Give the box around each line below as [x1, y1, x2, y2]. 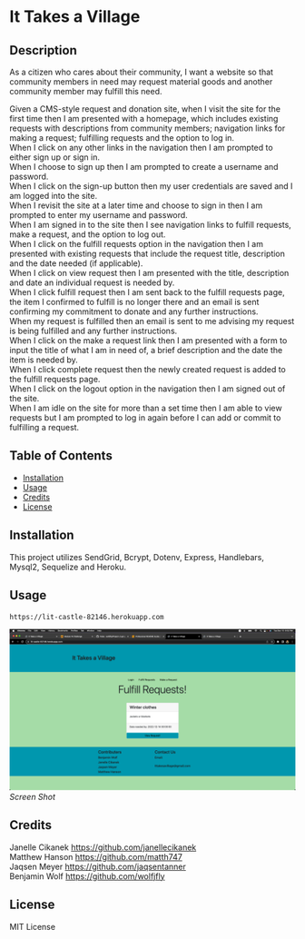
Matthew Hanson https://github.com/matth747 [9, 851, 183, 862]
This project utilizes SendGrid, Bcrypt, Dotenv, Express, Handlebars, [9, 551, 265, 562]
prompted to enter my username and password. [9, 210, 188, 220]
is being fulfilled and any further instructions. [9, 325, 178, 336]
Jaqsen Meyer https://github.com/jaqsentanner [9, 861, 186, 872]
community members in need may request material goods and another [9, 76, 273, 87]
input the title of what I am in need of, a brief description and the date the [9, 345, 283, 355]
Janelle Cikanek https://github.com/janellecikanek [9, 842, 197, 853]
